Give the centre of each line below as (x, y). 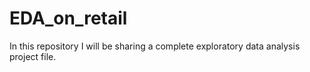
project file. (33, 56)
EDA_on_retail (68, 18)
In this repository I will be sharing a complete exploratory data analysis (155, 46)
